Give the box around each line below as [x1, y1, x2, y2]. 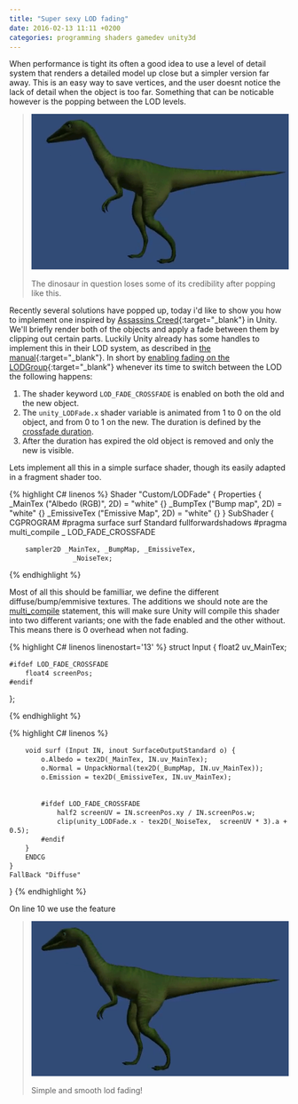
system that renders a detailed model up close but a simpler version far [9, 68, 270, 79]
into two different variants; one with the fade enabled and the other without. [9, 614, 286, 626]
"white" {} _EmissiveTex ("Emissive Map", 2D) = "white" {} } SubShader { [9, 508, 275, 518]
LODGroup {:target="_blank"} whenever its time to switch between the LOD [9, 361, 282, 372]
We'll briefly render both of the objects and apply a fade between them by [9, 324, 279, 334]
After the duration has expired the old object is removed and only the [21, 436, 274, 446]
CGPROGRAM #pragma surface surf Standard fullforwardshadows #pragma [9, 516, 287, 528]
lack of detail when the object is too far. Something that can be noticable [9, 87, 275, 98]
